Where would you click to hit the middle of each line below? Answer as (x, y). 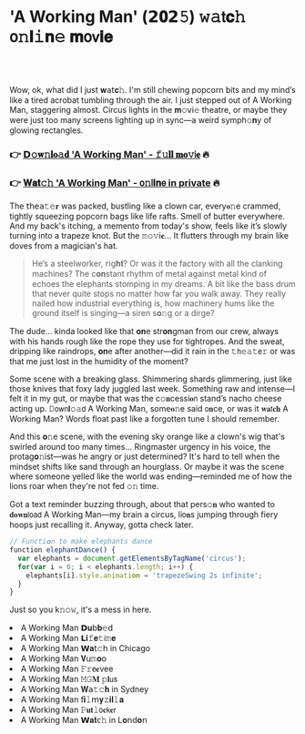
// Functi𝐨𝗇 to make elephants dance (81, 542)
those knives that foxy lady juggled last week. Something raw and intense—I (152, 389)
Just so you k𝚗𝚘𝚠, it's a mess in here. (81, 610)
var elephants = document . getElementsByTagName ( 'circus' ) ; (132, 558)
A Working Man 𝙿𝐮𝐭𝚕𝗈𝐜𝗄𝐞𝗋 (69, 710)
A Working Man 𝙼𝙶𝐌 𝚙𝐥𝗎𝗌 (70, 679)
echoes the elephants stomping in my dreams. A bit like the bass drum (163, 284)
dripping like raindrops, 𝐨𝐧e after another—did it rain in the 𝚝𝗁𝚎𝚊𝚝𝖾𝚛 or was (152, 352)
